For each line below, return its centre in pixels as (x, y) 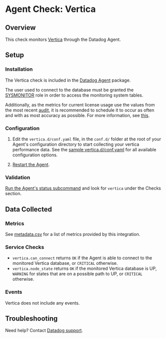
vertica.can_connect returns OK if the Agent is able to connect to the (82, 258)
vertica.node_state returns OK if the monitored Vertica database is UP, (84, 269)
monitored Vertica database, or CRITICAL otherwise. (65, 263)
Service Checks (25, 247)
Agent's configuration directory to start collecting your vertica (76, 144)
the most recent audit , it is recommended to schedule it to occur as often (80, 110)
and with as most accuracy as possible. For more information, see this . (78, 115)
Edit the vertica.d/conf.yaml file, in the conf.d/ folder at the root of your (87, 139)
